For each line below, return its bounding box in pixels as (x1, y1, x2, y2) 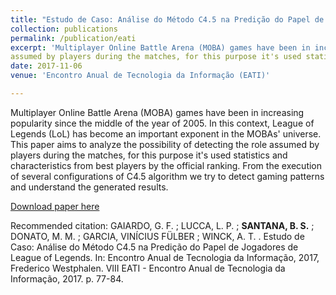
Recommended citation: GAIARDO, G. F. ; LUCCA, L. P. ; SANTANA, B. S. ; (10, 219, 315, 231)
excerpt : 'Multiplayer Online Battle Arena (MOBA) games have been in (10, 42, 311, 53)
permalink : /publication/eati (10, 33, 137, 43)
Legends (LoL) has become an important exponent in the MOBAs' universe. (10, 127, 322, 140)
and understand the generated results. (10, 181, 169, 193)
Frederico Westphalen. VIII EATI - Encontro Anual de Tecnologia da (10, 262, 286, 274)
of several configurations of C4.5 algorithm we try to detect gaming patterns (10, 170, 325, 182)
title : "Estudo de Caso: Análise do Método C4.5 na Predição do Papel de (10, 14, 325, 25)
